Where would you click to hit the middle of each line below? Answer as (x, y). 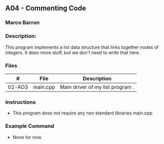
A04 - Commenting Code (46, 8)
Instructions (21, 102)
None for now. (27, 137)
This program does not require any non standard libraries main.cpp (83, 113)
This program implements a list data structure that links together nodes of (82, 47)
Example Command (30, 126)
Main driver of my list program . (97, 87)
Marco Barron (23, 23)
